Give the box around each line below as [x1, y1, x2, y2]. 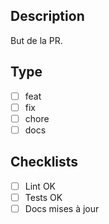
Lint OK [24, 180, 56, 192]
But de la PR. [10, 34, 63, 46]
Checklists [10, 154, 79, 171]
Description [10, 8, 85, 25]
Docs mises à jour [24, 202, 100, 214]
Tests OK [24, 191, 63, 203]
